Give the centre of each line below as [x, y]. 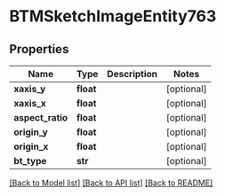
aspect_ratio [41, 118]
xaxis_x [30, 103]
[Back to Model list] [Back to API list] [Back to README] [111, 183]
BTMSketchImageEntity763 [113, 16]
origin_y [31, 132]
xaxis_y [30, 89]
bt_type [30, 161]
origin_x [31, 146]
